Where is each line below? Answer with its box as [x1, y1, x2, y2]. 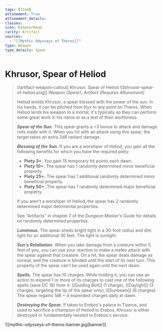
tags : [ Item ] [5, 7, 31, 12]
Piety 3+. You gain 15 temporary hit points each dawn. [24, 158, 133, 164]
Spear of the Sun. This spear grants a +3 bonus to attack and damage [16, 124, 157, 130]
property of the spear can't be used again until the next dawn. [16, 263, 141, 269]
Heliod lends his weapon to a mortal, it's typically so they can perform [16, 110, 157, 115]
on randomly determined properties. [16, 218, 89, 224]
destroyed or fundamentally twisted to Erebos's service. [16, 312, 129, 318]
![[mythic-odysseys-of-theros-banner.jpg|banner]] [5, 322, 106, 328]
